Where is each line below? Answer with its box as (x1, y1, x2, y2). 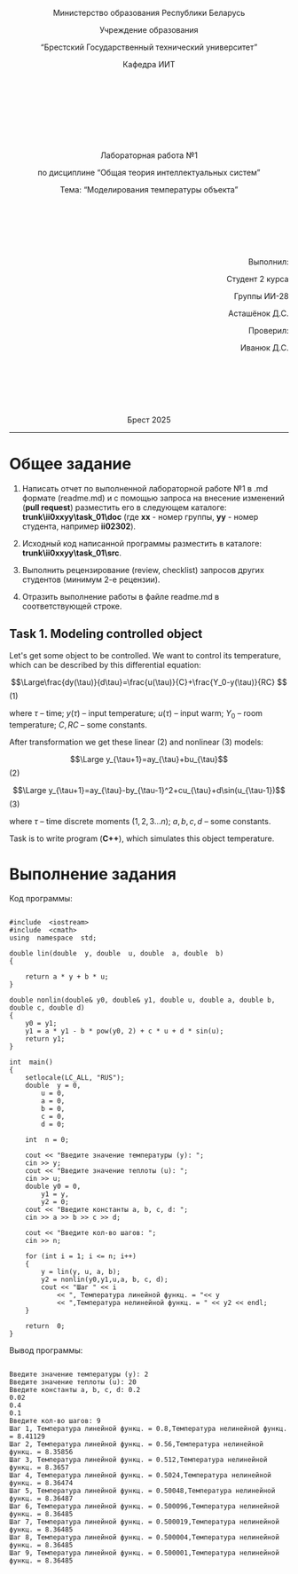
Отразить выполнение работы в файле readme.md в (21, 591, 220, 602)
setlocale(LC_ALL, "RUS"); (25, 1074, 125, 1082)
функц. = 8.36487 (9, 1494, 74, 1503)
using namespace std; (9, 933, 98, 943)
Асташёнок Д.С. (227, 308, 289, 319)
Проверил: (247, 326, 289, 335)
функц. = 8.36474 (9, 1479, 74, 1488)
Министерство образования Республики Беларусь (52, 8, 246, 18)
